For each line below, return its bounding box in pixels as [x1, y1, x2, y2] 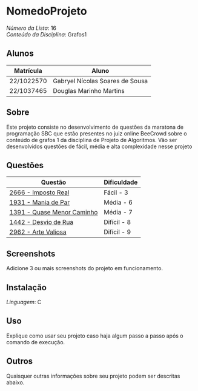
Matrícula [14, 66, 42, 75]
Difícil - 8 [104, 218, 131, 226]
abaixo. [6, 378, 25, 386]
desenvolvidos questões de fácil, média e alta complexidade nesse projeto [6, 143, 193, 150]
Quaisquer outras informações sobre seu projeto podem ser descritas [6, 372, 180, 379]
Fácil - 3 [104, 188, 128, 197]
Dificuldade [104, 178, 138, 186]
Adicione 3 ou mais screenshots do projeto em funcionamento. [6, 265, 163, 272]
